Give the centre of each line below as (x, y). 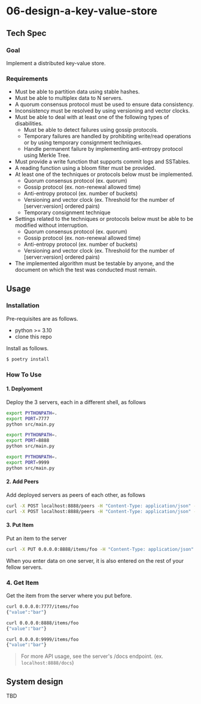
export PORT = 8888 (28, 441)
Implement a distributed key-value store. (56, 63)
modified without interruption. (51, 225)
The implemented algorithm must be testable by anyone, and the (95, 263)
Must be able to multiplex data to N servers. (69, 98)
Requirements (27, 78)
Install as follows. (28, 348)
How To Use (24, 374)
